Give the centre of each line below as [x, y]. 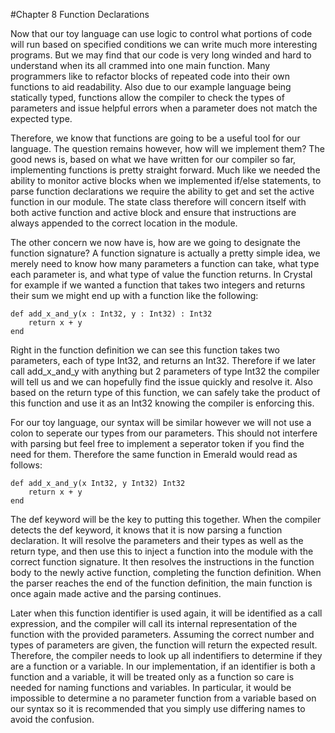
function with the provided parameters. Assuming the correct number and [162, 634]
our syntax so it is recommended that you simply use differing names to [158, 708]
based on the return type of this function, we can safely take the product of [165, 392]
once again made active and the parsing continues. [116, 593]
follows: [26, 465]
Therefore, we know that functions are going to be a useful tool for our [155, 138]
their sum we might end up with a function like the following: [134, 295]
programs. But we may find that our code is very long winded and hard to [161, 55]
